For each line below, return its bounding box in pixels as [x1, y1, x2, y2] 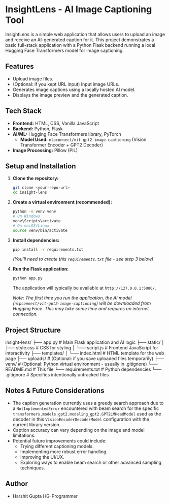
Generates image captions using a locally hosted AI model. [12, 86, 136, 93]
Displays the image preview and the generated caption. [12, 92, 128, 98]
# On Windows [12, 214, 41, 219]
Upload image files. [12, 75, 53, 82]
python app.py [12, 276, 43, 281]
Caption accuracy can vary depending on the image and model [12, 427, 145, 433]
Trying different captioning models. [20, 443, 94, 449]
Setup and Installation [5, 162, 76, 170]
